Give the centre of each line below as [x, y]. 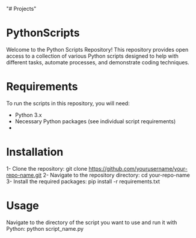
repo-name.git [24, 175]
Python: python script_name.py [45, 228]
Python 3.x [28, 115]
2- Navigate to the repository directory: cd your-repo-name [117, 175]
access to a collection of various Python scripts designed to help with [93, 56]
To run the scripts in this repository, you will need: [68, 103]
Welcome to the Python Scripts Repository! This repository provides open [97, 49]
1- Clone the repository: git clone [47, 168]
